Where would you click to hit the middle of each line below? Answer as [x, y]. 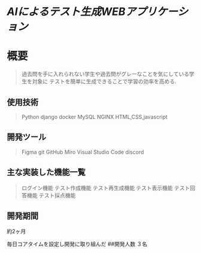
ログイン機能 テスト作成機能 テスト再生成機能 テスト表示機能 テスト [106, 188]
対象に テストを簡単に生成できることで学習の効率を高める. [104, 81]
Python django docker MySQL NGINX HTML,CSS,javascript [95, 117]
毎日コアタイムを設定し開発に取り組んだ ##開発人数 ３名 [77, 244]
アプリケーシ [157, 12]
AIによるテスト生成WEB [66, 12]
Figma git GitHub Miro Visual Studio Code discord [83, 152]
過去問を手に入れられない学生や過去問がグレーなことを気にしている [105, 74]
